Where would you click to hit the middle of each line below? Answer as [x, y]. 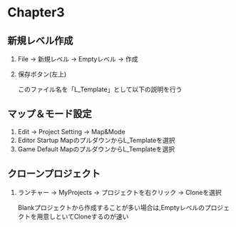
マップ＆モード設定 [50, 114]
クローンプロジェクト [54, 174]
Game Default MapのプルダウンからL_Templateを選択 [96, 149]
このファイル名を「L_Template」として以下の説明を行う [100, 89]
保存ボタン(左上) [42, 74]
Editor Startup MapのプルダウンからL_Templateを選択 [96, 140]
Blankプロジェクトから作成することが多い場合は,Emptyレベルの [111, 207]
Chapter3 [36, 12]
